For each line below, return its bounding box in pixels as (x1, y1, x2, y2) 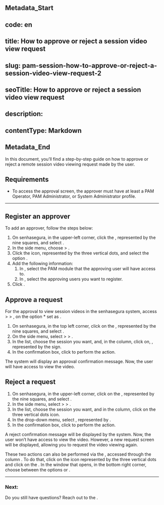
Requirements (5, 175, 49, 184)
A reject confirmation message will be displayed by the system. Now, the (5, 431, 151, 437)
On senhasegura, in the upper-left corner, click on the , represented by (12, 391, 155, 397)
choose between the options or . (5, 466, 71, 473)
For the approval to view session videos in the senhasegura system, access (5, 308, 157, 314)
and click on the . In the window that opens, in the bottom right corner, (5, 462, 146, 467)
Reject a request (5, 378, 56, 386)
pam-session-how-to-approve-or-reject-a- (21, 61, 157, 70)
